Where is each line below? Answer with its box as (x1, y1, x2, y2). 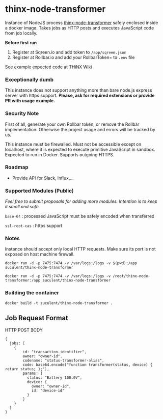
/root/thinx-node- (112, 274, 151, 279)
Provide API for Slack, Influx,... (12, 175, 74, 181)
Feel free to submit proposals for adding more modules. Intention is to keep (5, 198, 158, 204)
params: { (23, 371, 43, 376)
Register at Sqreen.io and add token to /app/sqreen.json (12, 49, 127, 55)
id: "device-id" (31, 388, 65, 393)
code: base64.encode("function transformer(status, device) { (23, 362, 153, 367)
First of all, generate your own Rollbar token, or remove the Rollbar (5, 121, 140, 127)
